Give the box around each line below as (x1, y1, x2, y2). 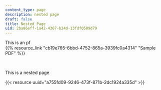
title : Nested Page (5, 21, 46, 26)
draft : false (5, 16, 32, 21)
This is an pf (5, 39, 31, 45)
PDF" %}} (5, 50, 25, 56)
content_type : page (5, 7, 46, 12)
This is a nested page (5, 69, 49, 75)
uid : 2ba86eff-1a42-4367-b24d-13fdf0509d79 (5, 26, 97, 31)
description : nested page (5, 12, 59, 17)
